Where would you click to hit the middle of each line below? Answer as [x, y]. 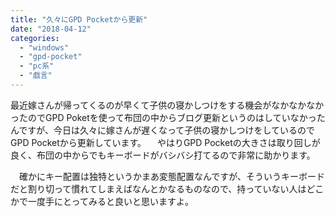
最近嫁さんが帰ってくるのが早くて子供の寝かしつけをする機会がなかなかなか [167, 105]
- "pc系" [37, 66]
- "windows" [44, 47]
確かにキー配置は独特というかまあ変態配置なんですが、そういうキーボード [172, 176]
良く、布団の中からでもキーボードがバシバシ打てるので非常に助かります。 [163, 155]
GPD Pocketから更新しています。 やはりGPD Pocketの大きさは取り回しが [165, 142]
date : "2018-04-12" [51, 29]
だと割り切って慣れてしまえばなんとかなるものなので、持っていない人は [158, 188]
